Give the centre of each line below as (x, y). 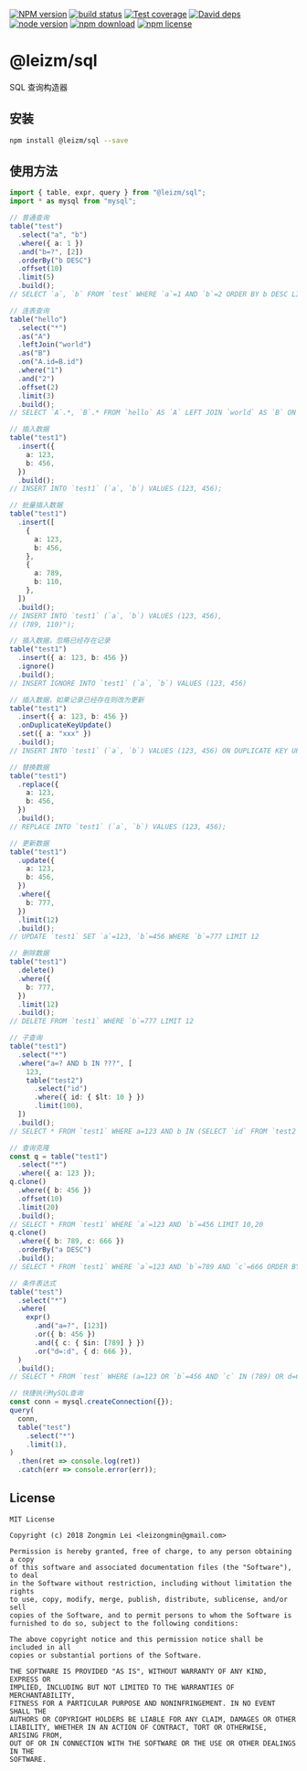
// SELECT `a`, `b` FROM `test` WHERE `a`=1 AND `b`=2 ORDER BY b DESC (148, 294)
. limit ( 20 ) (38, 1207)
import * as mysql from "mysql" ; (73, 201)
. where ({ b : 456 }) (55, 1190)
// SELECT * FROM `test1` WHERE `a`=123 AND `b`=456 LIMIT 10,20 (136, 1224)
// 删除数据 (30, 954)
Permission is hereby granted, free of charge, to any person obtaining (151, 1551)
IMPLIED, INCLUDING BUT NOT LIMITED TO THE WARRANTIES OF (122, 1687)
